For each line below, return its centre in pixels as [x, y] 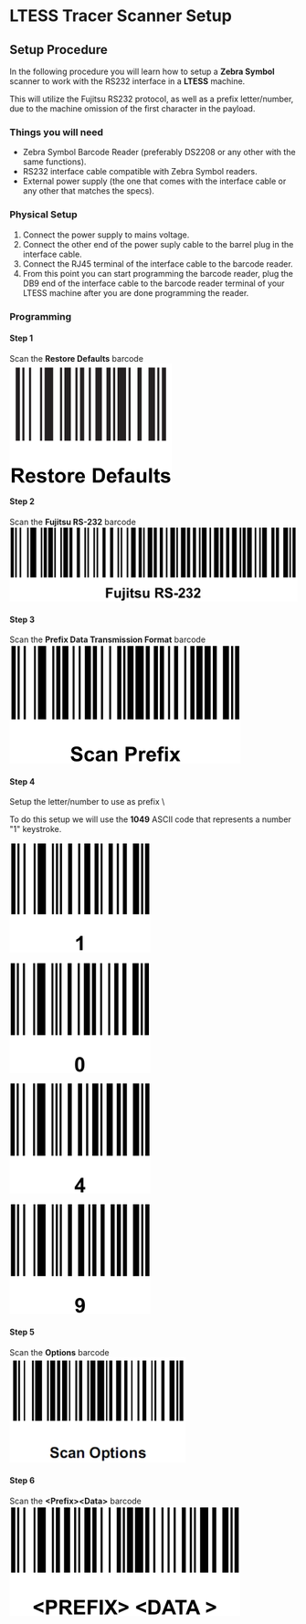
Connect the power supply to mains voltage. [106, 235]
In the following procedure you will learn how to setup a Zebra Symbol [142, 71]
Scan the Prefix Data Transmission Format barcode [108, 639]
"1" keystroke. [36, 829]
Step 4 [22, 781]
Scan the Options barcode [59, 1352]
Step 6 [22, 1481]
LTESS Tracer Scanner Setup [121, 16]
